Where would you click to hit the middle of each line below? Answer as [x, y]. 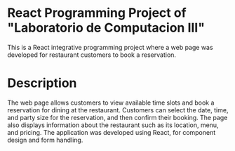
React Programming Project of [97, 13]
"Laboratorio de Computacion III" [106, 28]
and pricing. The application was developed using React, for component [112, 132]
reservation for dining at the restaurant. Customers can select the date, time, [118, 110]
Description [42, 83]
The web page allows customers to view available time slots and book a [111, 103]
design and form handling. [45, 140]
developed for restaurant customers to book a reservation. [92, 55]
